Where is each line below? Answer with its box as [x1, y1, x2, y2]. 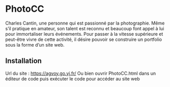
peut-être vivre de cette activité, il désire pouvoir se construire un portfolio [5, 36, 162, 42]
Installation [5, 57, 42, 66]
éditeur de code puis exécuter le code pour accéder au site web [5, 75, 140, 82]
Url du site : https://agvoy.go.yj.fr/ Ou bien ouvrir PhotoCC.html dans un [5, 70, 156, 76]
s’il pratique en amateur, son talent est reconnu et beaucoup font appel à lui [5, 25, 164, 31]
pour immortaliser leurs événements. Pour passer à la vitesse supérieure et [5, 31, 163, 37]
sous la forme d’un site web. [5, 41, 65, 48]
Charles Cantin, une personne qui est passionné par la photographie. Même [5, 20, 165, 26]
